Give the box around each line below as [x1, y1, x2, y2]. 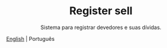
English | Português [6, 35, 55, 42]
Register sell [69, 4, 133, 18]
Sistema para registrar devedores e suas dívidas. [40, 24, 162, 31]
